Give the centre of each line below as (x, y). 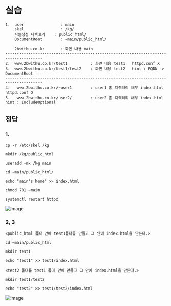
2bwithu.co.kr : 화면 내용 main (54, 49)
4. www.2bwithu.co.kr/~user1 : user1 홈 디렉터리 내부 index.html (84, 88)
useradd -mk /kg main (28, 163)
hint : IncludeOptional (31, 102)
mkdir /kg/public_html (30, 154)
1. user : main (40, 24)
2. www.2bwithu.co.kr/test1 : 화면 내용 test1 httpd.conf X (83, 63)
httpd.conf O (19, 92)
